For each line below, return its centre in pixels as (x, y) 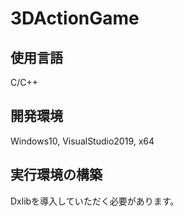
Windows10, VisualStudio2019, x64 (82, 141)
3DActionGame (75, 18)
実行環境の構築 (56, 175)
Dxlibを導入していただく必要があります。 (95, 201)
